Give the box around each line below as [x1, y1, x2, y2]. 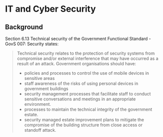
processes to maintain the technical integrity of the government [24, 106, 152, 112]
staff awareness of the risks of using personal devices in [24, 80, 138, 86]
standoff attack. [24, 127, 57, 133]
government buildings [24, 86, 68, 91]
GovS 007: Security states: [5, 41, 59, 47]
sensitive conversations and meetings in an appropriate [24, 96, 136, 102]
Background [5, 23, 43, 31]
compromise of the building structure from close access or [24, 122, 143, 128]
